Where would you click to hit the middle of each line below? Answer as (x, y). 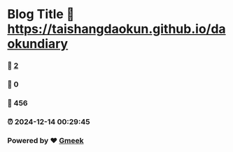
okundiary (38, 44)
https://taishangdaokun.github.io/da (116, 29)
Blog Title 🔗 (41, 14)
